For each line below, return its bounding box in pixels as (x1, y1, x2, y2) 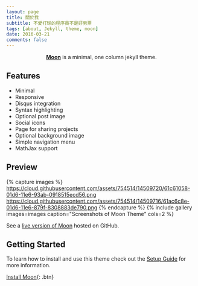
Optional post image (14, 112, 66, 119)
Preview (6, 162, 38, 173)
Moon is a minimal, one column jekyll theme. (46, 54, 157, 60)
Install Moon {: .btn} (6, 273, 54, 281)
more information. (6, 262, 51, 269)
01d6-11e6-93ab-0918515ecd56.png (6, 191, 97, 198)
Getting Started (6, 240, 66, 250)
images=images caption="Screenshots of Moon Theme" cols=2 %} (6, 210, 174, 217)
